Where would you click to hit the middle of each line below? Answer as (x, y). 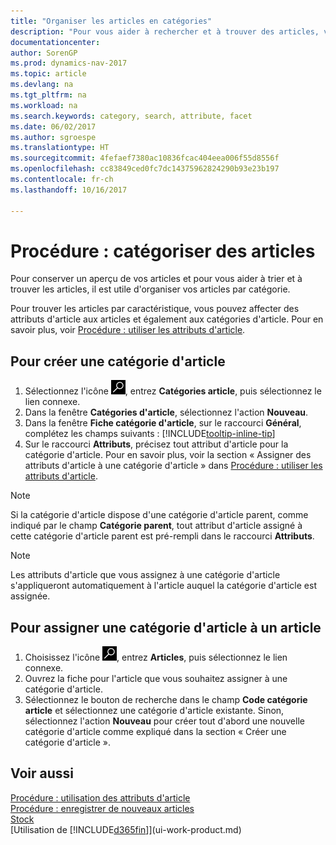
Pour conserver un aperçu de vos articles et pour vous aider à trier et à (156, 279)
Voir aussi (42, 773)
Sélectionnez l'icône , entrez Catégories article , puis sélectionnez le (173, 391)
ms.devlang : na (42, 85)
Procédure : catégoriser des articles (163, 251)
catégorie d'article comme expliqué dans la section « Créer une (155, 732)
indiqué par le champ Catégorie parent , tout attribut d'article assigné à (156, 526)
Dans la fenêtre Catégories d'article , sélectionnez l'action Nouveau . (166, 412)
